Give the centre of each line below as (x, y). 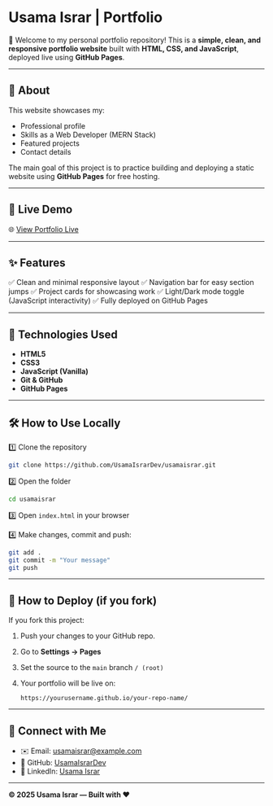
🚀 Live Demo (41, 210)
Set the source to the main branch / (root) (92, 668)
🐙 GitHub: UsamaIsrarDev (63, 762)
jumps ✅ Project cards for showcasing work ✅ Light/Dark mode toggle (127, 291)
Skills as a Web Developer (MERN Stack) (88, 134)
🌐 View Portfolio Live (43, 229)
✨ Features (37, 263)
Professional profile (53, 125)
